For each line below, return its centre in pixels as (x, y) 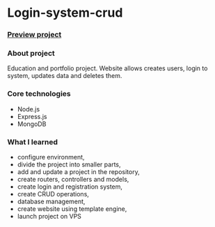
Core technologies (39, 94)
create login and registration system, (70, 187)
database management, (51, 201)
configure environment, (51, 157)
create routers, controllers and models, (73, 179)
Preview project (34, 35)
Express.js (32, 116)
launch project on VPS (49, 216)
